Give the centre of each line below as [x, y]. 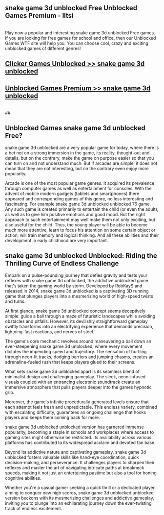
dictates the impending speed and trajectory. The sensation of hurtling [76, 351]
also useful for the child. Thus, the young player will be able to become [76, 224]
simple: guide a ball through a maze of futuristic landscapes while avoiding [80, 316]
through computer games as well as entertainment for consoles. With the [79, 188]
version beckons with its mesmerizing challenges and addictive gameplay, [80, 498]
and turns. [15, 301]
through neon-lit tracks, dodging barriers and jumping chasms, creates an [79, 357]
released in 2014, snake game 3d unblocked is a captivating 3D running [77, 291]
